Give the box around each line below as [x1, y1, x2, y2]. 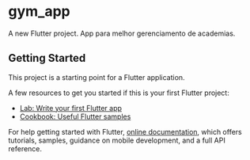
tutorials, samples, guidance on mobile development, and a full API [8, 135, 225, 145]
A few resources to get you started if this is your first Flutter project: [8, 88, 229, 97]
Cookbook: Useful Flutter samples [19, 112, 131, 121]
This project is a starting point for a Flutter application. [8, 72, 185, 82]
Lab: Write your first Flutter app [19, 103, 123, 112]
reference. [8, 143, 42, 153]
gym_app [8, 2, 70, 21]
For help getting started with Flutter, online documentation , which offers [8, 127, 243, 136]
